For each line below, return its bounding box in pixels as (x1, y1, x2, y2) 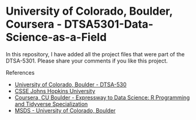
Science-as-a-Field (6, 31, 107, 44)
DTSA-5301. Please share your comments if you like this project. (6, 57, 168, 64)
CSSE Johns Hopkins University (14, 87, 96, 94)
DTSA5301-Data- (64, 17, 154, 31)
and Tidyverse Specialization (14, 100, 88, 108)
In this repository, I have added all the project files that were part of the (6, 50, 185, 58)
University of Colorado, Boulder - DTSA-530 (14, 81, 127, 88)
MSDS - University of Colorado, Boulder (14, 107, 116, 114)
